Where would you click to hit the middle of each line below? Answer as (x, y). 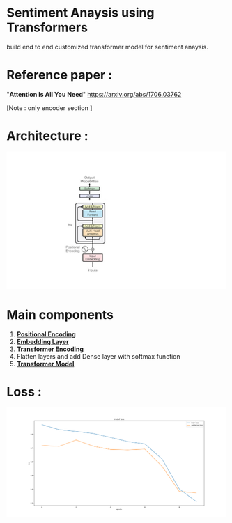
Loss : (24, 392)
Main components (60, 314)
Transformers (47, 28)
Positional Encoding (46, 334)
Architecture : (47, 136)
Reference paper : (60, 75)
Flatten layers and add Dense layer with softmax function (98, 356)
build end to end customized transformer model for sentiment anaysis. (107, 47)
